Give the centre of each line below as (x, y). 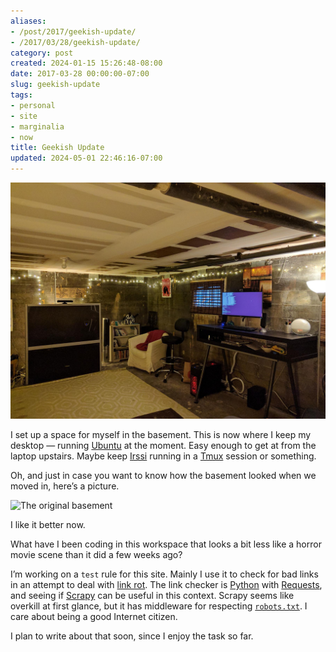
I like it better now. (48, 524)
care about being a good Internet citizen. (94, 616)
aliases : (28, 21)
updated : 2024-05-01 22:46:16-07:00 (86, 158)
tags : (21, 95)
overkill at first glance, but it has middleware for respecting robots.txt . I (159, 606)
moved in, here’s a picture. (65, 486)
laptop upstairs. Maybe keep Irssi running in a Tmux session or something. (163, 456)
